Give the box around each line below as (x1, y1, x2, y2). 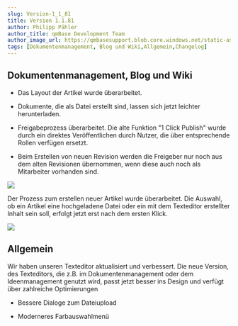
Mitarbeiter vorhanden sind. (17, 167, 99, 176)
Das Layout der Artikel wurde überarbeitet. (17, 88, 142, 96)
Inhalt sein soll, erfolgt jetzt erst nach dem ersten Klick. (7, 209, 168, 218)
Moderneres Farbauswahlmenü (17, 312, 110, 320)
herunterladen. (17, 109, 62, 118)
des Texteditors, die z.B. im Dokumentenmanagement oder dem (7, 269, 193, 278)
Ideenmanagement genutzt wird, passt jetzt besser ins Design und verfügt (7, 277, 225, 286)
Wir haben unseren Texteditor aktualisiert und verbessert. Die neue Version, (7, 262, 229, 270)
